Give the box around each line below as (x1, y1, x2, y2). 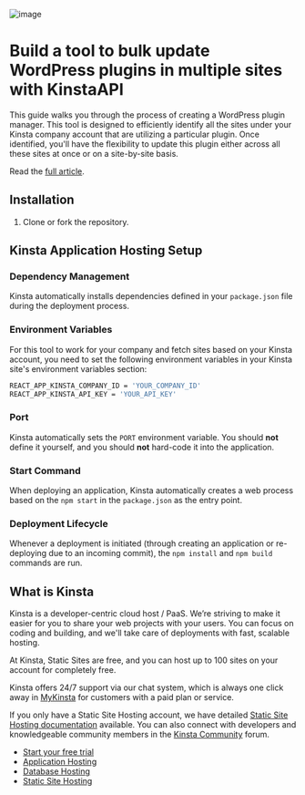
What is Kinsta (9, 583, 94, 599)
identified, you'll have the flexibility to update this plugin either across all (9, 138, 280, 150)
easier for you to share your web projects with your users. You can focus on (9, 618, 294, 629)
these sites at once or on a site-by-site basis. (9, 148, 179, 159)
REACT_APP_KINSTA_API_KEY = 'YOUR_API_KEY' (9, 389, 178, 398)
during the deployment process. (9, 301, 130, 312)
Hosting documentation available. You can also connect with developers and (9, 719, 297, 730)
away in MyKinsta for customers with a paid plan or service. (9, 692, 235, 703)
